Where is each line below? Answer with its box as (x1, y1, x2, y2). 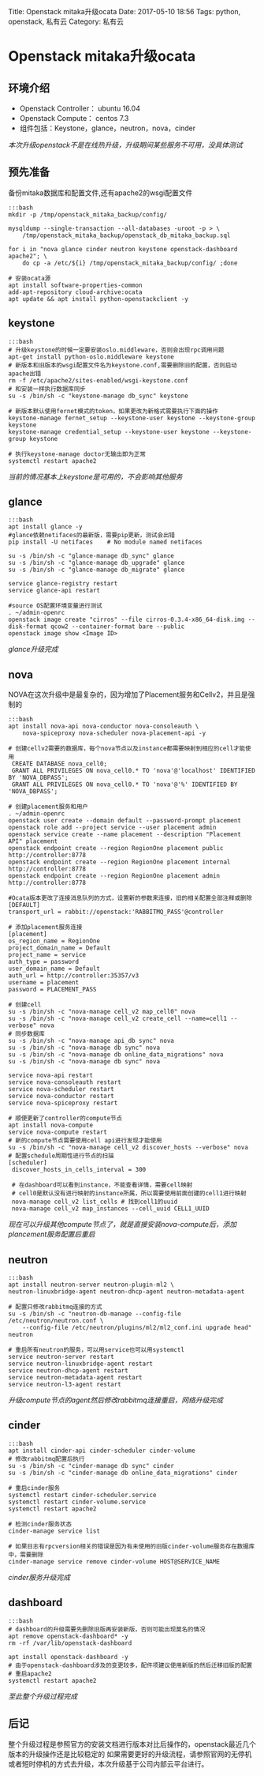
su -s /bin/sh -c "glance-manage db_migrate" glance (8, 566, 185, 574)
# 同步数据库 (8, 1030, 45, 1038)
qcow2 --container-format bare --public (50, 623, 185, 630)
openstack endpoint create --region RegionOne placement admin (8, 872, 221, 880)
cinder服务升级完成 (8, 1572, 71, 1582)
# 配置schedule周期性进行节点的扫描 (8, 1152, 114, 1160)
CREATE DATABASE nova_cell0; (11, 760, 108, 768)
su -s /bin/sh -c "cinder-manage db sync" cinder (8, 1462, 175, 1469)
